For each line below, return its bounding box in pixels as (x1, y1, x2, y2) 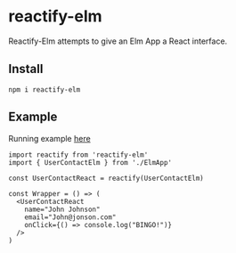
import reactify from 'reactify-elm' (8, 150, 149, 159)
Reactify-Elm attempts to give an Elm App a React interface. (8, 36, 228, 46)
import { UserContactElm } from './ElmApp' (8, 158, 173, 167)
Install (8, 61, 44, 77)
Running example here (8, 133, 91, 143)
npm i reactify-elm (8, 85, 81, 94)
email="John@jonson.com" (24, 212, 117, 222)
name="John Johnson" (24, 205, 101, 214)
